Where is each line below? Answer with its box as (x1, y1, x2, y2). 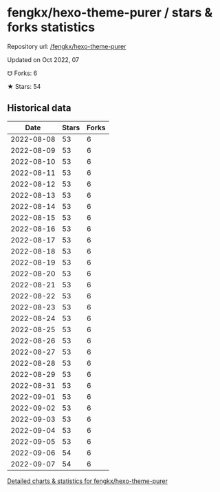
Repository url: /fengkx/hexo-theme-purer (7, 42, 126, 50)
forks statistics (7, 19, 95, 35)
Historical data (7, 102, 71, 114)
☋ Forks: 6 (7, 69, 38, 77)
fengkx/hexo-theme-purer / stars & (7, 5, 213, 21)
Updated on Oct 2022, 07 (7, 55, 80, 63)
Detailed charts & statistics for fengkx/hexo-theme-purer (7, 477, 168, 485)
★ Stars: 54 (7, 82, 41, 90)
